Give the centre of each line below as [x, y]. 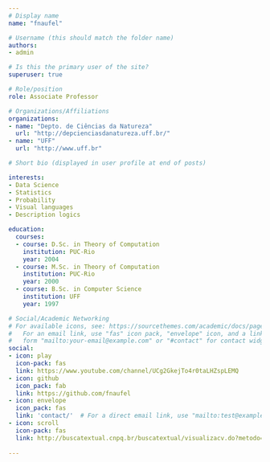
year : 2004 [41, 259]
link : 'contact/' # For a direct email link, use [102, 416]
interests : [27, 178]
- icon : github [34, 378]
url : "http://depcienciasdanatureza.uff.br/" [93, 133]
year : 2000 [41, 282]
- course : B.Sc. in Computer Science [79, 289]
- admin [21, 53]
